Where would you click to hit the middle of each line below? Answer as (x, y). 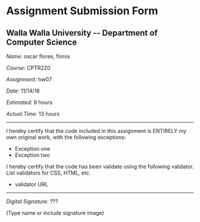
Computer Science (42, 42)
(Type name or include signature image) (55, 213)
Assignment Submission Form (82, 11)
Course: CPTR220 (28, 68)
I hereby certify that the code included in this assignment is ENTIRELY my (96, 131)
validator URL (32, 184)
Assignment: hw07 (29, 79)
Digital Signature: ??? (32, 201)
